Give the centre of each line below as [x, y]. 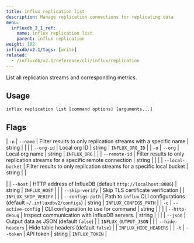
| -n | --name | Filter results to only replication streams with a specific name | [97, 141]
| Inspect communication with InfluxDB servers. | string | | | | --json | [103, 215]
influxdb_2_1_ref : [34, 28]
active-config [23, 210]
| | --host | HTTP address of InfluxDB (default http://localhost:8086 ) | [91, 184]
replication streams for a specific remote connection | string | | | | [84, 160]
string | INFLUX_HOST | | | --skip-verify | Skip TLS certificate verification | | [96, 190]
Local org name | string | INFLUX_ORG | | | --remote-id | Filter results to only [95, 154]
